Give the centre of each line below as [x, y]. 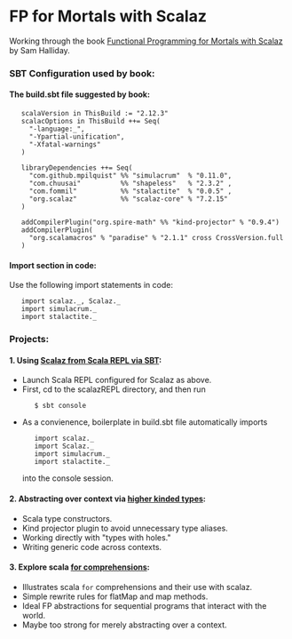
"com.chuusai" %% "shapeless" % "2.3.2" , [130, 184]
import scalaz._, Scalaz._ [71, 301]
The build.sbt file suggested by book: [80, 94]
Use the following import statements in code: [91, 285]
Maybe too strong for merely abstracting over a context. [125, 625]
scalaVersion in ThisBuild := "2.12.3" [95, 114]
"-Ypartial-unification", [77, 137]
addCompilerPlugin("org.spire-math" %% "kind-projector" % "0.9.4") [150, 223]
